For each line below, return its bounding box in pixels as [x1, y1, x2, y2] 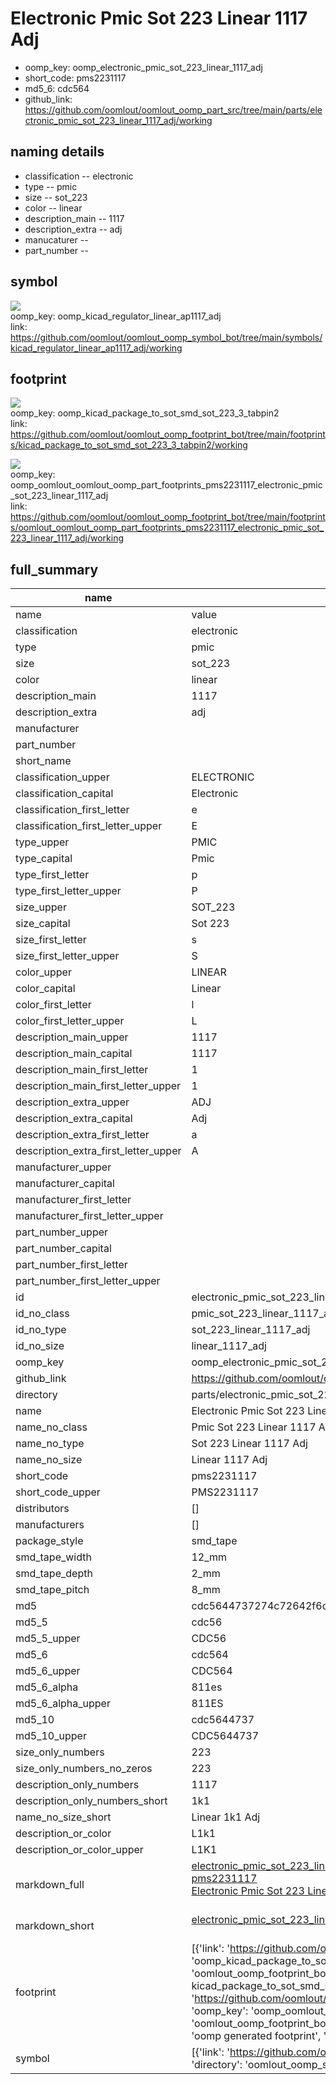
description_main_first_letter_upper [15, 1079, 182, 1093]
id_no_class [15, 1307, 70, 1321]
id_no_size [15, 1339, 65, 1353]
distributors [15, 1502, 70, 1516]
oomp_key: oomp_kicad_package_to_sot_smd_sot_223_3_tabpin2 [10, 407, 280, 419]
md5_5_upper [15, 1632, 81, 1646]
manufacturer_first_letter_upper [15, 1209, 164, 1223]
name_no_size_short [15, 1810, 112, 1824]
